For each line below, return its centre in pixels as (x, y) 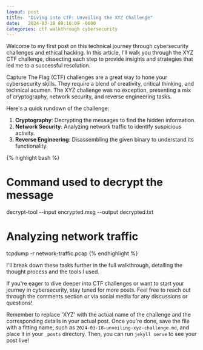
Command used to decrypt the (85, 182)
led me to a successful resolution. (48, 66)
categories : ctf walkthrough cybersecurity (62, 29)
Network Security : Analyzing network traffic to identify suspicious (98, 127)
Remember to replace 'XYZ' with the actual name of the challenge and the (98, 315)
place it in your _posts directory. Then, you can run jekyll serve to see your (101, 334)
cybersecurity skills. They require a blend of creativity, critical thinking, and (100, 84)
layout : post (23, 12)
